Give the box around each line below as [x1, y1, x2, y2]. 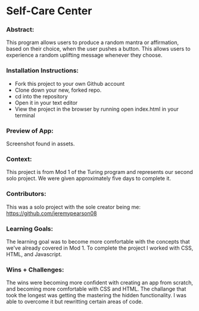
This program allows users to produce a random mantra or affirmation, [6, 39, 179, 46]
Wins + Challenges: [6, 265, 64, 273]
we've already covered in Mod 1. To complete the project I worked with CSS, [6, 244, 194, 251]
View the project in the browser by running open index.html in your [14, 105, 179, 113]
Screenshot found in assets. [6, 140, 75, 147]
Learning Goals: [6, 225, 54, 233]
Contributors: [6, 189, 46, 198]
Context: [6, 155, 32, 163]
